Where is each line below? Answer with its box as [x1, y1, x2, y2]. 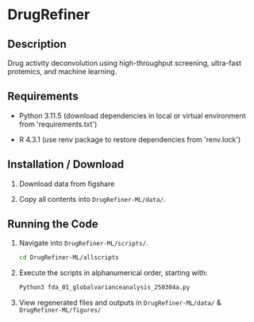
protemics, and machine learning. [7, 67, 117, 76]
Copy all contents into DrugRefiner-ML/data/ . [18, 194, 166, 204]
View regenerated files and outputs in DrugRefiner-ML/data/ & [18, 298, 221, 308]
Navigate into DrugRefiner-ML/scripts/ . [18, 239, 148, 248]
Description [7, 37, 67, 51]
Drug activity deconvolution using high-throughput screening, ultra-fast [7, 58, 242, 68]
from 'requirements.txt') [18, 119, 98, 129]
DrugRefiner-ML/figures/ [18, 306, 102, 315]
